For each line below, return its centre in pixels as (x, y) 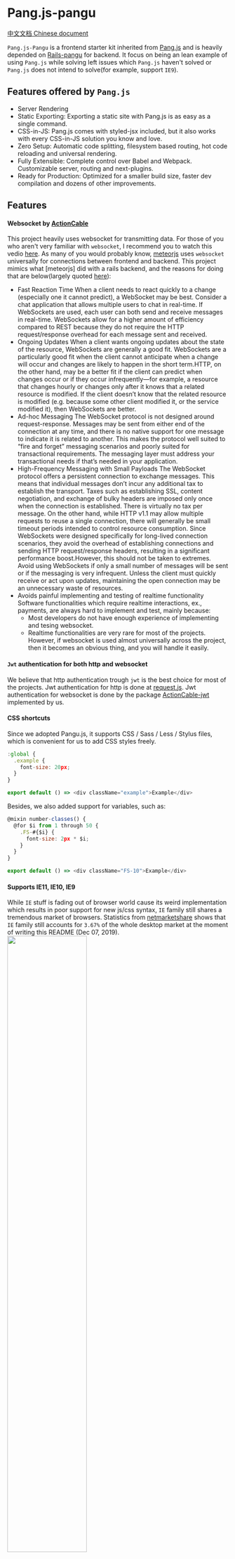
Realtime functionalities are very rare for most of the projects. (117, 633)
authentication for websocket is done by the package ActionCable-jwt (108, 695)
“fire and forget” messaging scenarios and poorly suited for (103, 447)
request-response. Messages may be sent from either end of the (111, 424)
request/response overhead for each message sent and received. (112, 334)
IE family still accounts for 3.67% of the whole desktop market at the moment (117, 925)
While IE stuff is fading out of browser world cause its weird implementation (117, 902)
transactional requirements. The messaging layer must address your (116, 454)
